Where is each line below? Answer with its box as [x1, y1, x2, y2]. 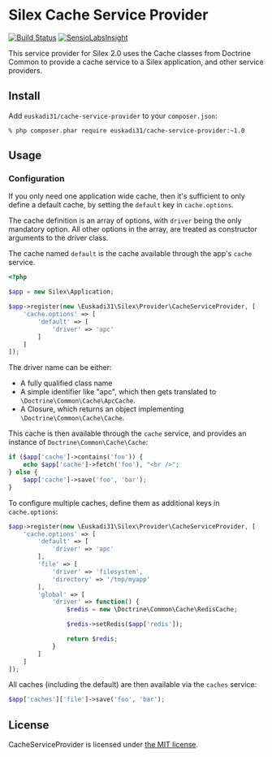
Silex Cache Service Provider [8, 6, 209, 24]
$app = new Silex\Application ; [8, 288, 114, 296]
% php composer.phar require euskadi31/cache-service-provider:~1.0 [8, 126, 245, 135]
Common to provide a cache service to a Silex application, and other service [8, 57, 264, 67]
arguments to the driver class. [8, 233, 109, 243]
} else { [8, 468, 38, 476]
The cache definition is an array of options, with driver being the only [8, 215, 242, 225]
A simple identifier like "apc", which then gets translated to [19, 387, 217, 397]
